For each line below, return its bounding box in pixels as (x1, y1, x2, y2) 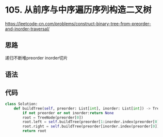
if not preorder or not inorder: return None (22, 110, 114, 115)
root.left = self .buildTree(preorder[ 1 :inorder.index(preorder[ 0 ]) (22, 120, 162, 124)
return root (22, 129, 47, 134)
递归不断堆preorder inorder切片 (5, 55, 68, 61)
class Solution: (5, 101, 38, 107)
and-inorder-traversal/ (5, 26, 50, 31)
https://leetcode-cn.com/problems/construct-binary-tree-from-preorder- (5, 20, 151, 27)
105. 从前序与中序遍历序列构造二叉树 (5, 4, 152, 15)
